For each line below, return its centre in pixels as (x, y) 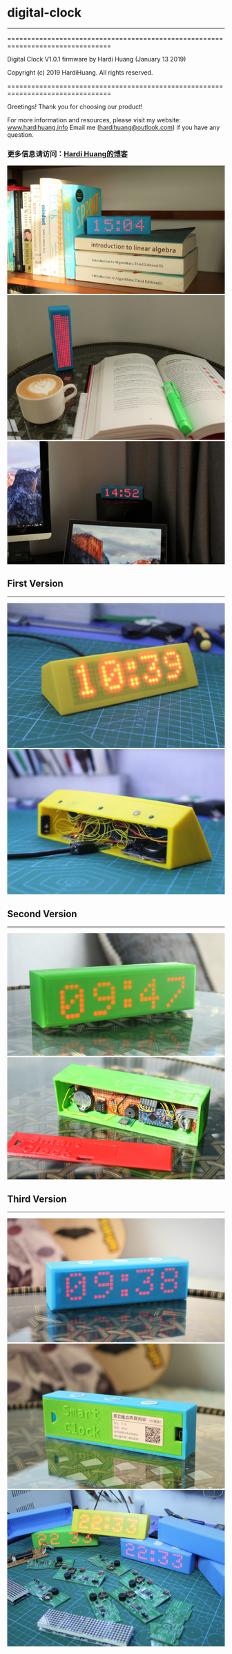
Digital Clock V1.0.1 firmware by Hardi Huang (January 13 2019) (97, 59)
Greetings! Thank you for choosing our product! (75, 106)
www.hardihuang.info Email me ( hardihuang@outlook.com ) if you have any (114, 127)
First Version (35, 584)
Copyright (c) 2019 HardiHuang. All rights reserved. (80, 72)
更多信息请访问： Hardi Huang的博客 (67, 153)
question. (21, 134)
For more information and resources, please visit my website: (94, 120)
